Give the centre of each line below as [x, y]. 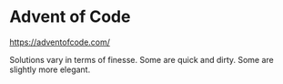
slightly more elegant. [50, 69]
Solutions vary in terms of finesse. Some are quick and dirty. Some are [142, 59]
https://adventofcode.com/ [60, 42]
